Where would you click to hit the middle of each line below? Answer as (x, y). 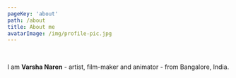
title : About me (31, 27)
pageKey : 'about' (33, 14)
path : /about (26, 20)
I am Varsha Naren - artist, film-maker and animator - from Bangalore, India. (118, 67)
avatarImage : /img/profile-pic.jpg (60, 33)
